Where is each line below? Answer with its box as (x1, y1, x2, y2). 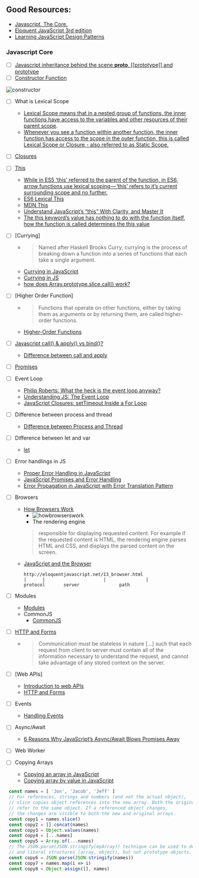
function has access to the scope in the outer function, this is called (23, 135, 190, 142)
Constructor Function (14, 74, 67, 82)
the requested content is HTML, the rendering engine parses (38, 536, 187, 543)
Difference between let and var (14, 434, 91, 441)
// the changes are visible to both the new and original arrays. (8, 810, 176, 816)
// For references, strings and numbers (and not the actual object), (8, 794, 187, 800)
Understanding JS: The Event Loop (23, 393, 110, 400)
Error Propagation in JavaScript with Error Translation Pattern (23, 482, 174, 489)
